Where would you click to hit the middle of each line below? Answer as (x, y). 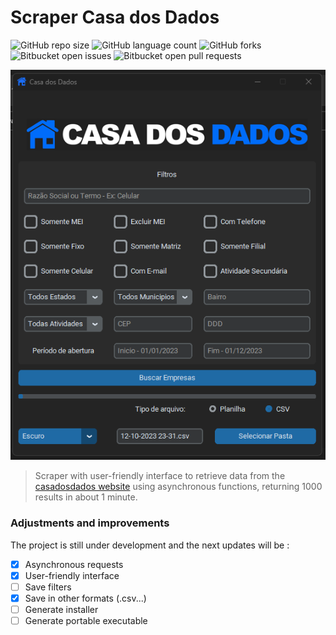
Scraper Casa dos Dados (115, 17)
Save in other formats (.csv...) (85, 598)
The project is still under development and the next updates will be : (150, 545)
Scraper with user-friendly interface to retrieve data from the (160, 476)
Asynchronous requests (74, 564)
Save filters (48, 587)
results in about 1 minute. (86, 497)
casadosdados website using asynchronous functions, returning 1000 (178, 487)
